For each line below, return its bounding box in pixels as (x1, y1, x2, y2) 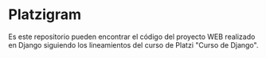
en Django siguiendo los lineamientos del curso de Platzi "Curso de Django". (8, 40, 259, 49)
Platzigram (8, 6, 82, 24)
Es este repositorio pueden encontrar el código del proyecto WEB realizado (8, 32, 256, 41)
